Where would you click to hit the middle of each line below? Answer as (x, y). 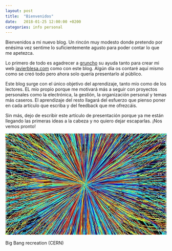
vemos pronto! (20, 127)
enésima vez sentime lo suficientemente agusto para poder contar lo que (82, 48)
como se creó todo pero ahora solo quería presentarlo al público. (74, 74)
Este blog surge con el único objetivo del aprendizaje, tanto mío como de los (86, 84)
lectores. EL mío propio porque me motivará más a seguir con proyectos (81, 89)
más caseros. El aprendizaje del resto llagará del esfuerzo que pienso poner (85, 100)
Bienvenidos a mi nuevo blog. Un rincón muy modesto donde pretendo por (84, 42)
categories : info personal (34, 27)
